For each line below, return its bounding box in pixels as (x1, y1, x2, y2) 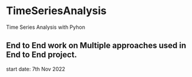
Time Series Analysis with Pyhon (6, 24, 85, 31)
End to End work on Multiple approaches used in (6, 41, 187, 51)
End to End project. (6, 50, 78, 60)
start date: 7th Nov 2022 (6, 65, 66, 72)
